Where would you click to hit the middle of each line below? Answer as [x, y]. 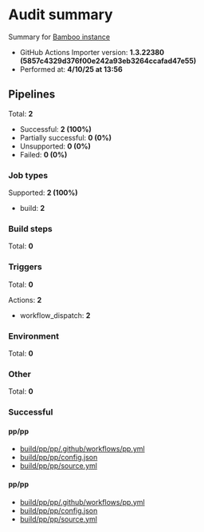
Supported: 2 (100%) [43, 193]
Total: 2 [21, 113]
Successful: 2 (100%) [55, 129]
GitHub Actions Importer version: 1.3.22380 [92, 52]
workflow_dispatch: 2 [55, 315]
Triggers [25, 267]
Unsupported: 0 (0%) [55, 146]
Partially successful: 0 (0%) [65, 137]
